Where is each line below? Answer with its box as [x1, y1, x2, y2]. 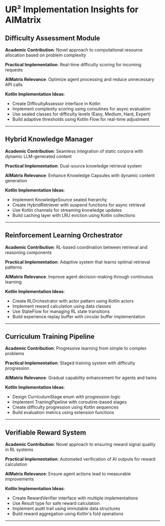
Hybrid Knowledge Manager [5, 135, 93, 143]
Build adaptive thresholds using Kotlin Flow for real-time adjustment [12, 116, 150, 122]
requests [5, 67, 23, 73]
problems [5, 351, 25, 357]
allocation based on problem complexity [5, 52, 86, 58]
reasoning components [5, 249, 52, 255]
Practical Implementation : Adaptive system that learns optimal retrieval [5, 259, 151, 265]
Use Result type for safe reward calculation [12, 500, 100, 506]
